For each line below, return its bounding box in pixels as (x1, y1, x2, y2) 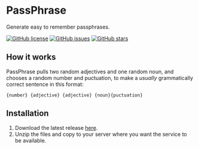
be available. (14, 136, 47, 144)
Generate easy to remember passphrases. (6, 23, 110, 30)
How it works (6, 52, 56, 63)
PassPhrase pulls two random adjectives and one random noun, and (6, 68, 174, 75)
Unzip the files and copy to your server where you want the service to (14, 131, 187, 138)
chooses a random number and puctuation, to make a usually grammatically (6, 74, 194, 81)
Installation (6, 108, 49, 119)
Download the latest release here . (14, 124, 98, 131)
